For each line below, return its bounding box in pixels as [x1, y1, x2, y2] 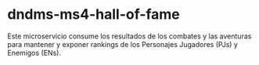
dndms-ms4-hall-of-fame [7, 5, 181, 23]
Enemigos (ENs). [7, 48, 62, 57]
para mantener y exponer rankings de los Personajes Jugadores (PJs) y [7, 39, 238, 49]
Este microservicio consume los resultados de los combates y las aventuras [7, 31, 252, 41]
